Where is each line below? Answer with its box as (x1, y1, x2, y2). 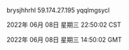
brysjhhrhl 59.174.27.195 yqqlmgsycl (6, 6, 110, 14)
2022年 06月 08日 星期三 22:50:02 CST (6, 20, 121, 29)
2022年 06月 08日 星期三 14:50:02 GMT (6, 35, 122, 44)
